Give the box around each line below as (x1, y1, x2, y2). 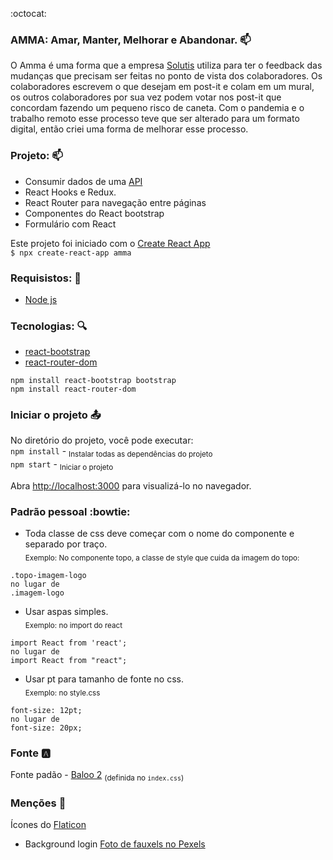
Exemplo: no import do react (24, 620, 123, 630)
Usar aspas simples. (24, 606, 109, 618)
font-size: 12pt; (10, 705, 83, 715)
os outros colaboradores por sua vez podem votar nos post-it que (10, 91, 282, 103)
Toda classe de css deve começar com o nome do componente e (24, 528, 295, 540)
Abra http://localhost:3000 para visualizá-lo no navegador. (10, 480, 252, 492)
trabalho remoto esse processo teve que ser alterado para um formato (10, 113, 300, 125)
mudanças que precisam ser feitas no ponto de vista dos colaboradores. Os (10, 70, 323, 82)
